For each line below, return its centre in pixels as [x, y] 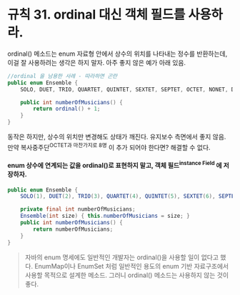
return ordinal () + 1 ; [67, 109]
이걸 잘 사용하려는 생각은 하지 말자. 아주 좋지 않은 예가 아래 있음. [97, 62]
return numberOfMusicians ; [73, 229]
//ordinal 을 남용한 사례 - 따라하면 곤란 [62, 76]
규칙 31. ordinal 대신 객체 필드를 [96, 15]
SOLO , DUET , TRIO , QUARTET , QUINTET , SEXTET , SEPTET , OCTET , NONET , [124, 89]
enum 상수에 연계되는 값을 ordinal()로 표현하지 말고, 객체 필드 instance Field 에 [115, 165]
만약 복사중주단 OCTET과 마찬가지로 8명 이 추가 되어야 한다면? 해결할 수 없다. [109, 147]
